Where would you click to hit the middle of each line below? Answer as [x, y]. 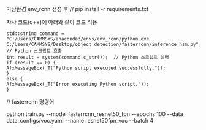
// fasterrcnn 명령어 [30, 102]
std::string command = [35, 34]
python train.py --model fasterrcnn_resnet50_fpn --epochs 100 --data [95, 114]
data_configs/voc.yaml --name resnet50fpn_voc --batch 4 [80, 120]
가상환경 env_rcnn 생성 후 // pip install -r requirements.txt [78, 9]
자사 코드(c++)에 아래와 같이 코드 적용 [52, 22]
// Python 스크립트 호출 [34, 51]
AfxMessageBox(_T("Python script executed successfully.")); [86, 68]
